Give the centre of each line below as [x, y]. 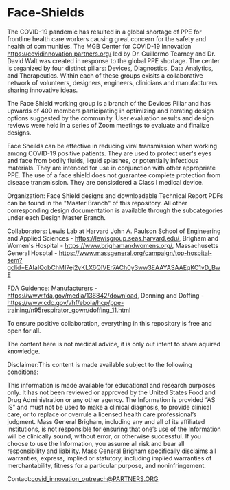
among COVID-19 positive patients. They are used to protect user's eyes [110, 153]
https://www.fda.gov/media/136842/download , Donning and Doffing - [106, 295]
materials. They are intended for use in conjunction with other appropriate [112, 168]
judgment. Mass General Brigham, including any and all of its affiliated [106, 421]
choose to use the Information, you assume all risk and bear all [96, 443]
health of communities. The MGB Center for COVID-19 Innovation [99, 46]
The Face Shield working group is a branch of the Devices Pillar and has [109, 103]
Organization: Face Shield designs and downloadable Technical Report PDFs [115, 196]
